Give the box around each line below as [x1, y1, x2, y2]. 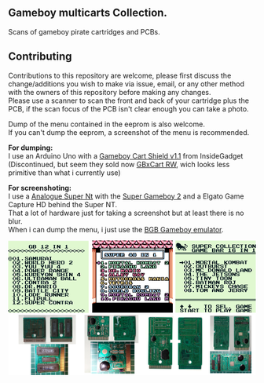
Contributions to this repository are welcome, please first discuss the [8, 71, 232, 80]
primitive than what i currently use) [8, 168, 121, 177]
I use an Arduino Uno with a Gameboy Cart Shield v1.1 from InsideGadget [8, 151, 244, 160]
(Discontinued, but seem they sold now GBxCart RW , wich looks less [8, 159, 230, 169]
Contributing [8, 50, 72, 64]
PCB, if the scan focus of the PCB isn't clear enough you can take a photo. [8, 104, 249, 113]
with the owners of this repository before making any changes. [8, 87, 211, 97]
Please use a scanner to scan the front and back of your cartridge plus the [8, 96, 250, 105]
